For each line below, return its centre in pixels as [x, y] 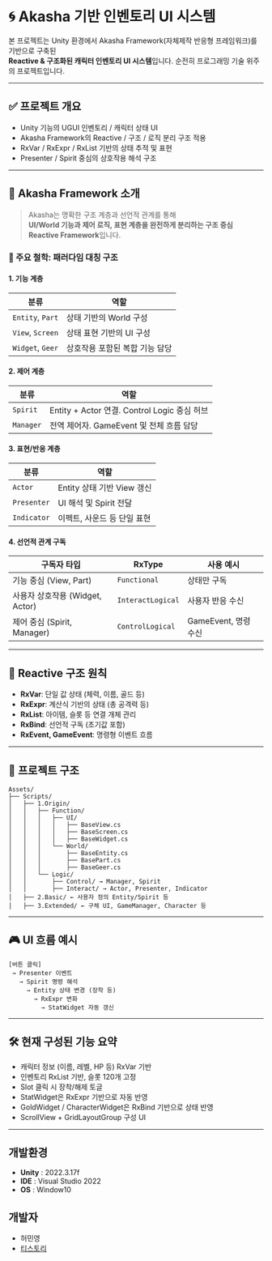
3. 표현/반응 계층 [34, 449]
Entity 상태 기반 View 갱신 [105, 488]
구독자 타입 [61, 565]
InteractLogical [148, 601]
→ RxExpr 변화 [56, 999]
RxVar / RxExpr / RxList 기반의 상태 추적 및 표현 [96, 147]
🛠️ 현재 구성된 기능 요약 [63, 1042]
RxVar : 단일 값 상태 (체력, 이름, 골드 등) [83, 694]
